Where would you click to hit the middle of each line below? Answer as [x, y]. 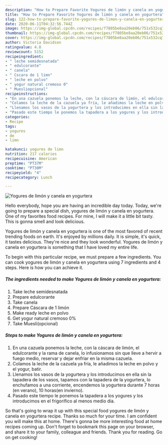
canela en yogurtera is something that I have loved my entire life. [72, 247]
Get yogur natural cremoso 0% [44, 318]
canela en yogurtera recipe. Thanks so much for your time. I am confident [81, 416]
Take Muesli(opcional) [35, 324]
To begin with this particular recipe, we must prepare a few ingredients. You [83, 257]
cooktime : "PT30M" [24, 168]
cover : [12, 38]
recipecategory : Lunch [29, 177]
